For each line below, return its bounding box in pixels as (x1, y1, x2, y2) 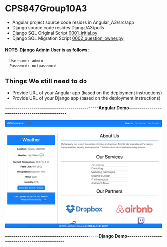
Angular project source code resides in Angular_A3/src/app (12, 19, 134, 25)
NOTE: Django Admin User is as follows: (5, 47, 89, 53)
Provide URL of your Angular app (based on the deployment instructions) (12, 90, 162, 96)
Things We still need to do (5, 77, 87, 85)
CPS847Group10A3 (5, 3, 87, 14)
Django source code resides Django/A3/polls (12, 24, 104, 30)
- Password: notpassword (5, 63, 57, 69)
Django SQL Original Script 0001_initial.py (12, 30, 98, 36)
